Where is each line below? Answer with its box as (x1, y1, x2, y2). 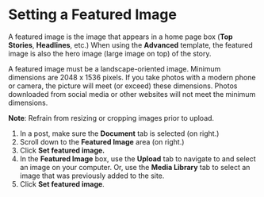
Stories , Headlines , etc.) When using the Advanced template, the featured (8, 40, 254, 49)
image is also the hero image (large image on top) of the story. (8, 48, 212, 58)
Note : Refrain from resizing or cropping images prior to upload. (8, 113, 215, 122)
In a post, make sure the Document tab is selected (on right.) (19, 129, 220, 138)
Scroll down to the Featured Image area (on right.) (19, 137, 185, 146)
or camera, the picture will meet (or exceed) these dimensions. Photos (8, 81, 238, 91)
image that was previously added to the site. (19, 171, 165, 180)
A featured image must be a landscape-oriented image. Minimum (8, 64, 221, 73)
